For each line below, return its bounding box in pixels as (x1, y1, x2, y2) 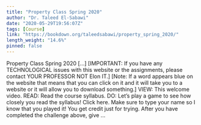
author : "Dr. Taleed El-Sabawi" (6, 15, 89, 21)
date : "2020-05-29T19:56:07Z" (6, 20, 84, 26)
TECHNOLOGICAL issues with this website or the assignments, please (6, 66, 183, 73)
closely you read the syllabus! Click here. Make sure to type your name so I (6, 98, 196, 105)
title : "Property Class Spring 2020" (6, 9, 103, 15)
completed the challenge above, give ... (6, 111, 106, 119)
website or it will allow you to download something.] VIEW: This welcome (6, 85, 190, 93)
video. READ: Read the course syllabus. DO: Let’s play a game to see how (6, 92, 191, 99)
